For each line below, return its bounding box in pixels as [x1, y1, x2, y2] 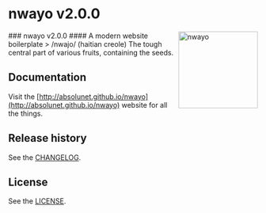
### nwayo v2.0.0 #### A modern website [8, 31, 149, 40]
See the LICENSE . [8, 196, 66, 206]
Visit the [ [8, 92, 40, 101]
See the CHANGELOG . [8, 152, 82, 162]
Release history [8, 131, 87, 145]
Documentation [8, 70, 87, 84]
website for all [121, 100, 168, 109]
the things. [8, 108, 44, 118]
